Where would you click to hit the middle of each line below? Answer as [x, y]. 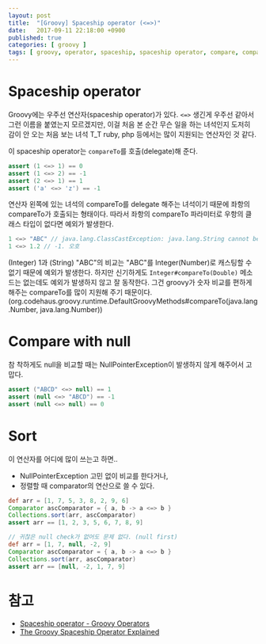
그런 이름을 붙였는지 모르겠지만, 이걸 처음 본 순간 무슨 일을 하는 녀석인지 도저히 [129, 124]
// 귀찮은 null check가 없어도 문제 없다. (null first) [93, 537]
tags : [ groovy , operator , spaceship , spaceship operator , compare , [123, 52]
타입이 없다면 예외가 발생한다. [68, 224]
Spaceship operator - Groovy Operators [85, 623]
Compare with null [70, 342]
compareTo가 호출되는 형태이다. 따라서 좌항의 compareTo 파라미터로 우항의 [126, 214]
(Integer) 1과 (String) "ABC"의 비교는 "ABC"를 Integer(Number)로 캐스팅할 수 [130, 263]
